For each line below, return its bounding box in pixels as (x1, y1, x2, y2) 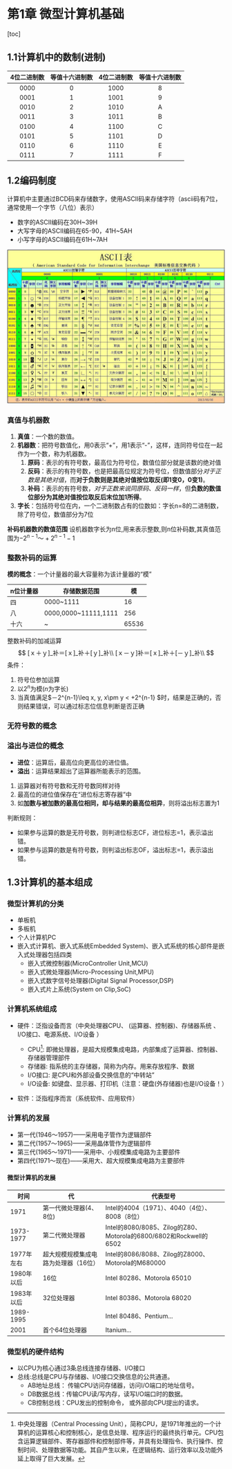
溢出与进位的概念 (7, 741, 64, 751)
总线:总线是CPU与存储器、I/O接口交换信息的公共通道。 (17, 1372, 174, 1380)
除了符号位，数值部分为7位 (17, 510, 94, 519)
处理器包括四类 (29, 950, 72, 959)
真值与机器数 (7, 415, 50, 425)
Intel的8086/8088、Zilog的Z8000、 (105, 1250, 209, 1258)
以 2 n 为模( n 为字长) (17, 683, 69, 693)
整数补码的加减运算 (7, 636, 62, 645)
